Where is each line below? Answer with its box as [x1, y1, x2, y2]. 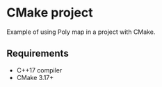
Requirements [6, 48, 69, 59]
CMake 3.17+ [16, 73, 54, 81]
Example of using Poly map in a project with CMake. [6, 28, 156, 36]
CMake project [6, 5, 93, 21]
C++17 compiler [16, 66, 63, 74]
